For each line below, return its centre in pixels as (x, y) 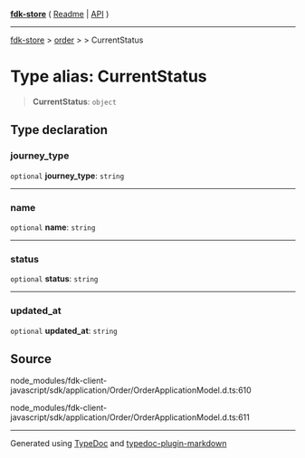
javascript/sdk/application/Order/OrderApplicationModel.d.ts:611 (130, 417)
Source (31, 359)
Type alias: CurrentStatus (109, 76)
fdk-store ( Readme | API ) (60, 14)
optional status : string (54, 279)
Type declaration (59, 130)
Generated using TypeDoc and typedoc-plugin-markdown (119, 444)
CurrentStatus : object (74, 101)
